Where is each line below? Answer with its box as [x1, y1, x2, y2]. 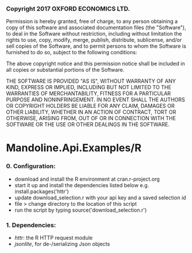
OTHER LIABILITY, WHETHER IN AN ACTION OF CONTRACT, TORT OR [6, 108, 176, 115]
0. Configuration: [6, 162, 56, 170]
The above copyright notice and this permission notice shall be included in [6, 60, 185, 67]
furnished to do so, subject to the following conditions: [6, 49, 137, 56]
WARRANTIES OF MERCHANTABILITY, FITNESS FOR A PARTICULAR [6, 90, 171, 97]
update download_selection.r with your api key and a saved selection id [14, 194, 187, 201]
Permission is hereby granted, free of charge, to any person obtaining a [6, 18, 178, 25]
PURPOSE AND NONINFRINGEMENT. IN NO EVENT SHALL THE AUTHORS [6, 96, 186, 103]
